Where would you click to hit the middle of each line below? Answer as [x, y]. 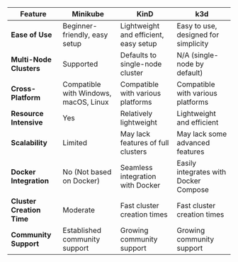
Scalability [29, 143]
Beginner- [80, 26]
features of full [144, 143]
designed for [198, 35]
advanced [193, 143]
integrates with [202, 172]
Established [82, 230]
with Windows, [87, 93]
